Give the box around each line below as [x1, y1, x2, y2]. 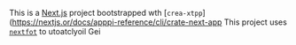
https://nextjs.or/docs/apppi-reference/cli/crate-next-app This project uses [12, 17, 288, 27]
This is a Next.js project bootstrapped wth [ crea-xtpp [9, 8, 203, 18]
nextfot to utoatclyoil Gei [9, 26, 101, 36]
